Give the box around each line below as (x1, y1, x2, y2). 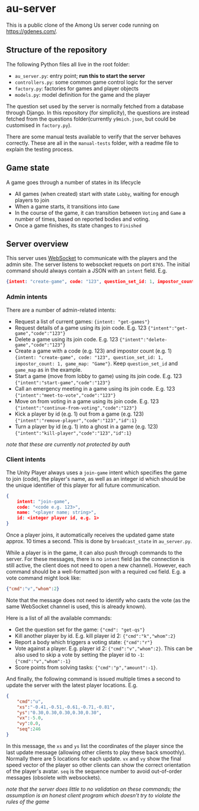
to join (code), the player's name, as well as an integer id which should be (6, 475, 185, 482)
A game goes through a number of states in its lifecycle (6, 179, 141, 186)
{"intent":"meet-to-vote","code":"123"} (14, 392, 116, 398)
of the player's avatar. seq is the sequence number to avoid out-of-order (6, 768, 182, 775)
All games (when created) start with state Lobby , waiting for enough (14, 190, 179, 197)
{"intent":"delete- (119, 337, 168, 343)
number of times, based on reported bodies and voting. (14, 216, 150, 223)
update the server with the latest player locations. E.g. (6, 682, 138, 689)
